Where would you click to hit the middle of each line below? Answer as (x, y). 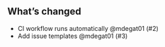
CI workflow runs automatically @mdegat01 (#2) (88, 28)
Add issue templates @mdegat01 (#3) (73, 36)
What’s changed (44, 12)
